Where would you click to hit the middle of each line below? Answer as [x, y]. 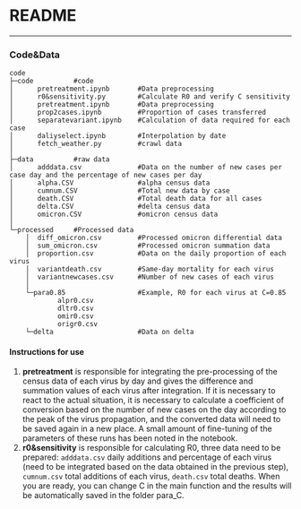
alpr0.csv [75, 301]
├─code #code [52, 82]
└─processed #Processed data [72, 230]
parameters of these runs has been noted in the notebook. [130, 438]
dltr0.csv [75, 309]
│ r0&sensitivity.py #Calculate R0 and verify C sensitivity [150, 97]
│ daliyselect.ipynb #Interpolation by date [118, 136]
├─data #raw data [60, 160]
